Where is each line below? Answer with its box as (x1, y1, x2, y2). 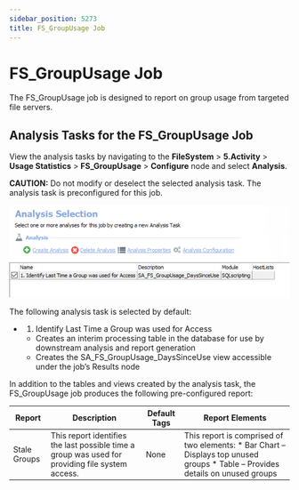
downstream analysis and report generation (35, 342, 196, 353)
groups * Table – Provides (183, 458, 280, 469)
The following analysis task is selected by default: (9, 307, 192, 317)
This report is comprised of (183, 430, 284, 440)
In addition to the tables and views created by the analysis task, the (9, 379, 256, 390)
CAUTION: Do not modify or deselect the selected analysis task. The (9, 178, 262, 189)
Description (72, 413, 117, 423)
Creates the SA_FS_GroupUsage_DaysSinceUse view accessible (35, 352, 272, 363)
